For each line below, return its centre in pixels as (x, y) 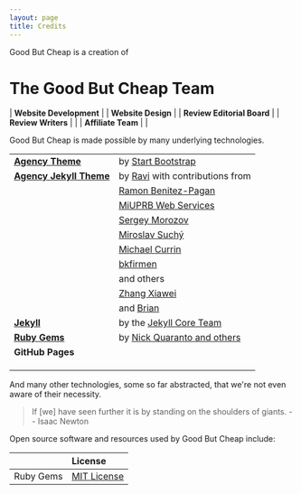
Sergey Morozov (154, 220)
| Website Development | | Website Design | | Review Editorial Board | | (145, 113)
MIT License (98, 477)
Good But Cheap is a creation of (69, 51)
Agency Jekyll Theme (62, 176)
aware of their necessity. (56, 395)
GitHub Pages (44, 352)
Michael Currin (150, 249)
